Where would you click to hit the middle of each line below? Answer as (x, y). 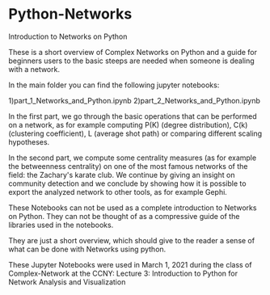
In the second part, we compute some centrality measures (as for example (133, 158)
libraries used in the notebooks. (61, 225)
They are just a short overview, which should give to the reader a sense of (132, 240)
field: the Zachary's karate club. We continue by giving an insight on (122, 175)
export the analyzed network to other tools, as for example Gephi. (118, 192)
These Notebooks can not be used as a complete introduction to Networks (133, 208)
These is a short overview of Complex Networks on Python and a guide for (133, 52)
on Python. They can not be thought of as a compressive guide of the (124, 216)
